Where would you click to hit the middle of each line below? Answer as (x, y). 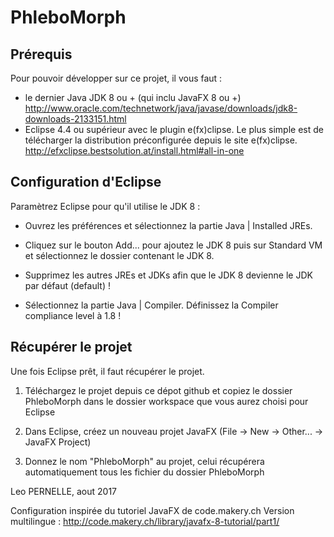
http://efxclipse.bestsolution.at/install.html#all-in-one (134, 150)
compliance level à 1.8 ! (73, 315)
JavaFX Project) (58, 442)
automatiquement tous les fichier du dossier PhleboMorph (144, 472)
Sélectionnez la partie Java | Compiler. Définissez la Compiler (151, 305)
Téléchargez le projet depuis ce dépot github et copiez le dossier (158, 390)
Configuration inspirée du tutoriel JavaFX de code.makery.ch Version (152, 510)
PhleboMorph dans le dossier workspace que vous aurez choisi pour (166, 401)
